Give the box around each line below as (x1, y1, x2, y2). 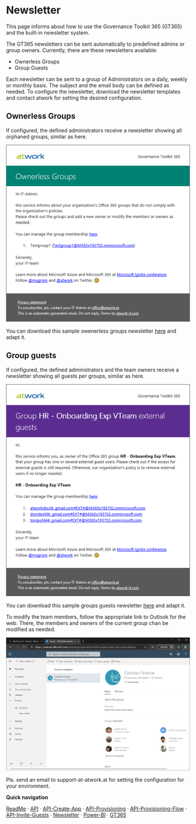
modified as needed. (6, 625, 55, 632)
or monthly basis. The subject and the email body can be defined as (6, 81, 170, 88)
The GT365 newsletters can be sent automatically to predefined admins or (6, 40, 185, 47)
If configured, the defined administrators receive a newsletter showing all (6, 126, 182, 134)
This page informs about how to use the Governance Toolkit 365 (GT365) (6, 23, 183, 30)
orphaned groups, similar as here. (6, 133, 87, 140)
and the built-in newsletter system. (6, 29, 90, 36)
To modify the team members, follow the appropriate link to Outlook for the (6, 613, 186, 620)
